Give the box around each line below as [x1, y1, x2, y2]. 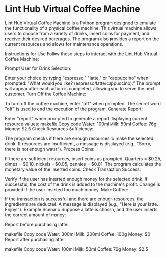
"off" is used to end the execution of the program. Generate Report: [5, 106, 143, 112]
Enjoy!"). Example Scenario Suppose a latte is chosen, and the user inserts [5, 206, 158, 212]
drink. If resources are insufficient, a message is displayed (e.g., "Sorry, [5, 140, 152, 147]
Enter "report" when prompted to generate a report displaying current [5, 115, 148, 121]
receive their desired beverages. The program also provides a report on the [5, 36, 159, 42]
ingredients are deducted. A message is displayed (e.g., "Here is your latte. [5, 201, 159, 207]
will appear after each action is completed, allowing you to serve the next [5, 85, 155, 91]
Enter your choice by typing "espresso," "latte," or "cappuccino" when [5, 75, 149, 81]
